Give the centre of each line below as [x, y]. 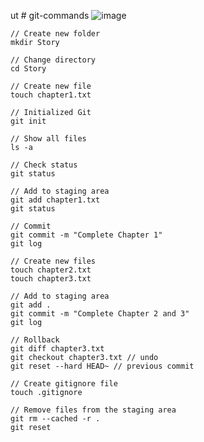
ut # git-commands [50, 15]
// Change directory [53, 60]
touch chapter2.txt [51, 270]
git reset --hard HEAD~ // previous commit [102, 366]
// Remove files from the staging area [93, 410]
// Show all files [48, 139]
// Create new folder [55, 34]
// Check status [44, 165]
